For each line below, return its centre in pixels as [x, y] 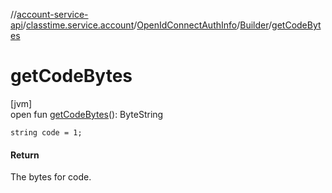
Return [25, 155]
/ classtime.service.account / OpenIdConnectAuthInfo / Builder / [147, 25]
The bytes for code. [51, 177]
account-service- [52, 14]
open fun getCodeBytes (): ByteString [87, 114]
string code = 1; [46, 132]
